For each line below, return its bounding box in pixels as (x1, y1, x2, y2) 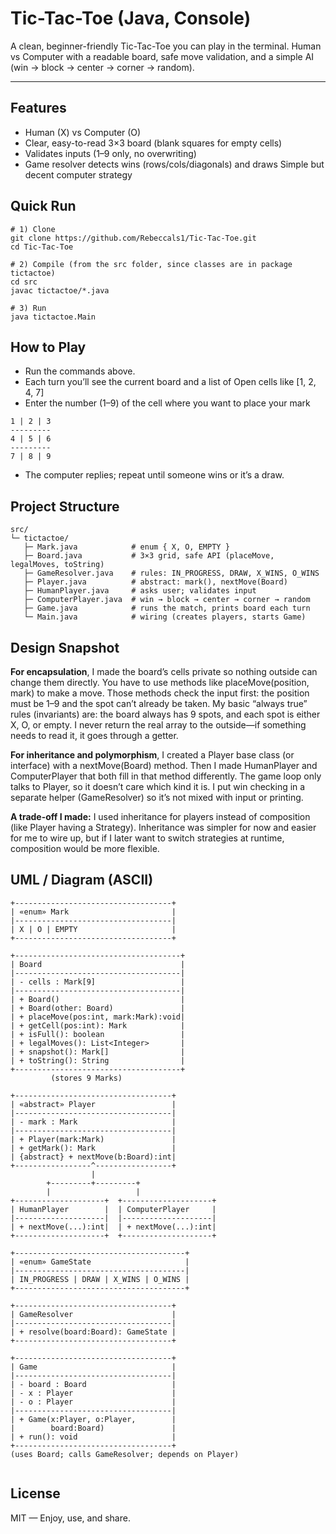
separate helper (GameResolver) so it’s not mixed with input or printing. (10, 792, 304, 803)
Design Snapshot (10, 639, 120, 656)
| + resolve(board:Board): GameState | (10, 1327, 177, 1337)
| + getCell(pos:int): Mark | (10, 1020, 186, 1031)
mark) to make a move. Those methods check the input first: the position (10, 687, 310, 699)
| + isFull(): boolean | (10, 1029, 186, 1039)
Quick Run (10, 198, 77, 215)
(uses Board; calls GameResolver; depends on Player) (10, 1449, 240, 1459)
